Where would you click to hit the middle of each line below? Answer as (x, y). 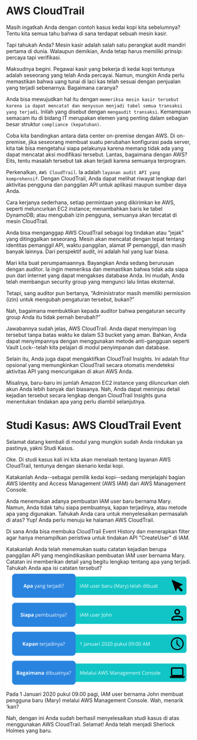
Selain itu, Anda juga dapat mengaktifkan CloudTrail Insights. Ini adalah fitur (98, 359)
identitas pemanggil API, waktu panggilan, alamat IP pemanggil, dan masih (96, 245)
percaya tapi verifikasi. (34, 57)
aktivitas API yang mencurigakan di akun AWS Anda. (70, 371)
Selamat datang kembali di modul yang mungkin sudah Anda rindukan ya (94, 441)
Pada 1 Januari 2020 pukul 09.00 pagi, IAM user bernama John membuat (95, 694)
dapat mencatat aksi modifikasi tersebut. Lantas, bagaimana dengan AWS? (97, 154)
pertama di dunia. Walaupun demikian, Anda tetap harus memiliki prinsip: (94, 51)
